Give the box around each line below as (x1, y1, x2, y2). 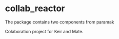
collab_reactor (5, 3, 65, 14)
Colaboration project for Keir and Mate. (5, 28, 84, 34)
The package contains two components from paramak (5, 19, 115, 25)
